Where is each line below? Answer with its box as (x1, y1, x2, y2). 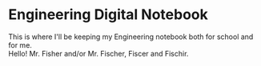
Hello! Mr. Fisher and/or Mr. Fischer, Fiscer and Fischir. (8, 49, 189, 58)
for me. (8, 40, 32, 49)
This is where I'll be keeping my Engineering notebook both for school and (8, 32, 254, 41)
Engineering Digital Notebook (8, 6, 208, 24)
